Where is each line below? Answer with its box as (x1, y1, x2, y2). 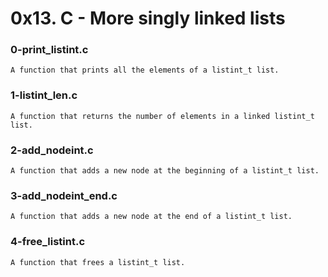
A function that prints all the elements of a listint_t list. (10, 65, 280, 76)
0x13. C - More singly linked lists (10, 7, 286, 30)
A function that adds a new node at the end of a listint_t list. (10, 212, 293, 222)
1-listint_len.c (10, 88, 78, 102)
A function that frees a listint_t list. (10, 257, 186, 267)
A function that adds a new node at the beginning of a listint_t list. (10, 166, 320, 176)
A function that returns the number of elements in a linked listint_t (10, 111, 315, 121)
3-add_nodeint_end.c (10, 189, 118, 202)
